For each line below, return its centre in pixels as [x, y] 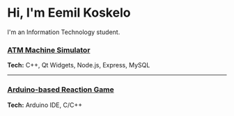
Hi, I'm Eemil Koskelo [69, 13]
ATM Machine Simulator [49, 50]
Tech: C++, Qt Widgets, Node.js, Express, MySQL [79, 65]
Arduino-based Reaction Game [61, 90]
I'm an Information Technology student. [64, 32]
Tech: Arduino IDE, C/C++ [45, 105]
